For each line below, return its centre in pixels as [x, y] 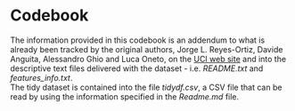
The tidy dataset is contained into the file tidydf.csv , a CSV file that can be [146, 87]
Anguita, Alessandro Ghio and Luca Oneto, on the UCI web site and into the [148, 59]
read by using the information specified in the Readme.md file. [125, 96]
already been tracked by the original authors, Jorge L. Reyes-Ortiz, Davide [147, 49]
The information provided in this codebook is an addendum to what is [138, 40]
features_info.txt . [41, 77]
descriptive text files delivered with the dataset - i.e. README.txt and [137, 68]
